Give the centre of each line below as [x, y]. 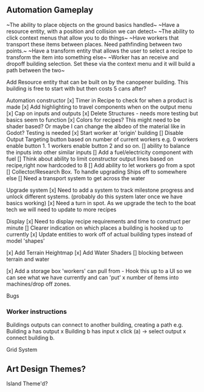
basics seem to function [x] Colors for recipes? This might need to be [93, 120]
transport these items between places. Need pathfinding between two [94, 44]
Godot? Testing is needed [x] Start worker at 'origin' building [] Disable [95, 132]
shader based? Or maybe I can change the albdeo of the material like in [96, 126]
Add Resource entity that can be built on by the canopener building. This [97, 82]
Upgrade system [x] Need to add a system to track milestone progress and [100, 190]
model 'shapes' [26, 241]
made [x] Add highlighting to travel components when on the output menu [99, 107]
